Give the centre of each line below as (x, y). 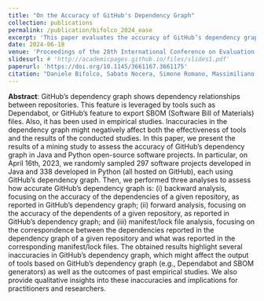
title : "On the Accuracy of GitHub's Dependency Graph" (101, 15)
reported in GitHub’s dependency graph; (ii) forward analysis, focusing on (127, 204)
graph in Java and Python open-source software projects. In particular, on (128, 155)
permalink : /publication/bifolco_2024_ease (81, 30)
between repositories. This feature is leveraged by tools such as (112, 105)
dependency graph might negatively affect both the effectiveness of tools (127, 130)
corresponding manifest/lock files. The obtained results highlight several (125, 246)
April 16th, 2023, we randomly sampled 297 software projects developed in (130, 163)
